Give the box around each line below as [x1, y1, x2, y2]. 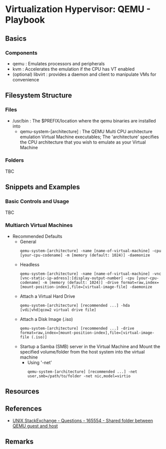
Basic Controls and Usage [5, 198, 69, 205]
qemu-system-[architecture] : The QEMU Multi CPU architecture [19, 128, 152, 134]
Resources [5, 387, 39, 396]
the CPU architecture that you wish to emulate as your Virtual [19, 139, 146, 145]
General [19, 239, 36, 245]
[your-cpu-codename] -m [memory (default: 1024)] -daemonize [19, 253, 150, 258]
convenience [12, 76, 39, 82]
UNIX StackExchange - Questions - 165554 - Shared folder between [12, 418, 153, 424]
